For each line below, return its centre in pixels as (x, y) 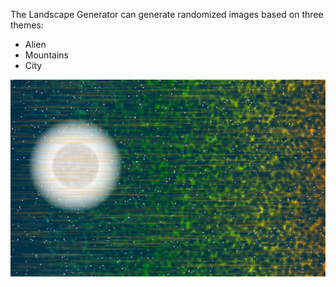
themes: (27, 25)
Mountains (46, 55)
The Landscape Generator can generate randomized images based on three (167, 14)
